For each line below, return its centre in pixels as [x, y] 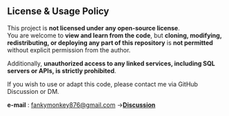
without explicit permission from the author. [69, 50]
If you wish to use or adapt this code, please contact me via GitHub [103, 84]
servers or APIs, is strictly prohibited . [62, 70]
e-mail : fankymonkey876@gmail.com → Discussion [81, 105]
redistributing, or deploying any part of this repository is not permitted [110, 42]
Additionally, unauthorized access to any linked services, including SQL [111, 63]
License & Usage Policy [58, 11]
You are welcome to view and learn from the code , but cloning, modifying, [114, 35]
